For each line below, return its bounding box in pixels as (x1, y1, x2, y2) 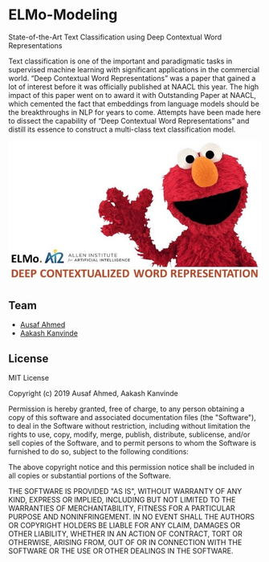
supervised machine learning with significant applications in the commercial (8, 64, 259, 74)
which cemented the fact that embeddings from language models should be (8, 99, 259, 108)
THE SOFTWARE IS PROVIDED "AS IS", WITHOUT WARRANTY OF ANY (8, 486, 243, 495)
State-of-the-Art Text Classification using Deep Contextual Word (8, 32, 222, 42)
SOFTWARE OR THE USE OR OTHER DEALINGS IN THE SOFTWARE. (8, 546, 234, 556)
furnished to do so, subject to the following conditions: (8, 446, 189, 456)
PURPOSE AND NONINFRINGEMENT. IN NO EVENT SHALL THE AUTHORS (8, 511, 255, 521)
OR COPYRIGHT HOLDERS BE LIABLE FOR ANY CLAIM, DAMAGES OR (8, 520, 241, 530)
